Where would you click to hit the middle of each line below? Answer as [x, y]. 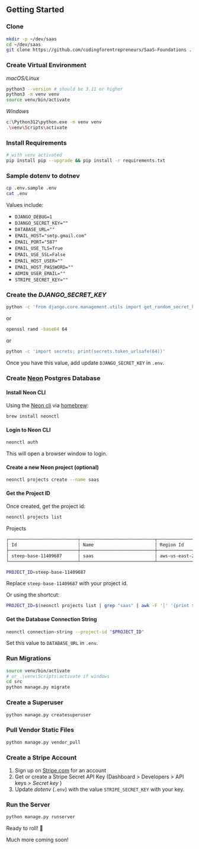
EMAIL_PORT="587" [36, 242]
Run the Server [28, 805]
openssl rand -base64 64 [37, 329]
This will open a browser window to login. [57, 454]
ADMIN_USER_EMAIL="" [40, 274]
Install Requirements [36, 143]
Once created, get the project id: [46, 506]
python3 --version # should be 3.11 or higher [65, 89]
